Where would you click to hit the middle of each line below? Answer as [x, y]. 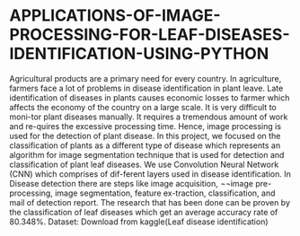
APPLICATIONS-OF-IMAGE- [115, 16]
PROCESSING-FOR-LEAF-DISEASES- [150, 35]
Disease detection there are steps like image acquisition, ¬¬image [132, 183]
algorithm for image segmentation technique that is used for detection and [147, 154]
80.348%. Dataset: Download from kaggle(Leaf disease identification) [139, 222]
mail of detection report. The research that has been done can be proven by [150, 202]
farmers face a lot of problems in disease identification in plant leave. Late [146, 88]
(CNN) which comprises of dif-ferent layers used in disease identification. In [150, 174]
